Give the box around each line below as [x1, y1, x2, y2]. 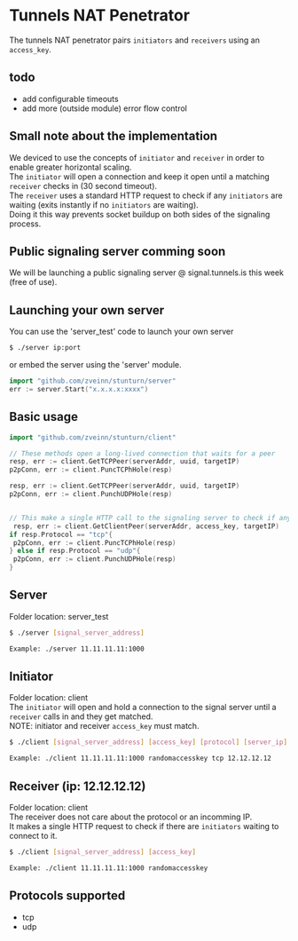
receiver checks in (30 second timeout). [9, 180, 158, 191]
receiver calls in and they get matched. [9, 711, 153, 722]
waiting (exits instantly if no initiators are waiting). [9, 199, 200, 210]
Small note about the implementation [9, 129, 218, 144]
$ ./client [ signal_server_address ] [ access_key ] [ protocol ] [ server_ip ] [9, 738, 288, 747]
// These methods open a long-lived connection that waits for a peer [9, 449, 276, 458]
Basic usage [9, 409, 78, 424]
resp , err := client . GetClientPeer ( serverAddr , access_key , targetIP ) [12, 521, 279, 531]
